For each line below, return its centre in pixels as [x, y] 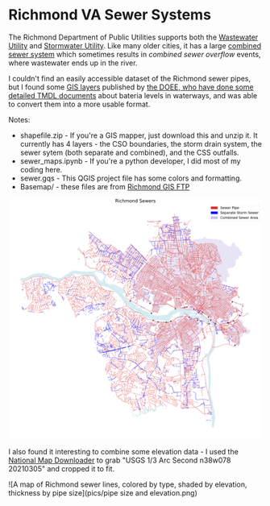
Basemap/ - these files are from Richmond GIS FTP [105, 186]
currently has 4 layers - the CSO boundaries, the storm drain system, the [141, 143]
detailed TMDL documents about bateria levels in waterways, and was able [133, 95]
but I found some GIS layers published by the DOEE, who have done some [131, 87]
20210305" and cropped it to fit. [62, 469]
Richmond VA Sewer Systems [110, 15]
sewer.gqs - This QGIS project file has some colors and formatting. [131, 178]
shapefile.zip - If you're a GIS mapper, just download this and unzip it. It [139, 135]
